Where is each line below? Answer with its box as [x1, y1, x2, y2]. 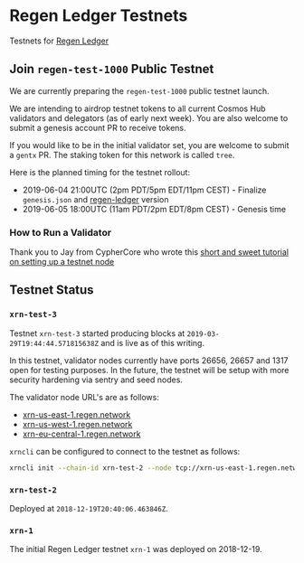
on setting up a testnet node [9, 257, 115, 267]
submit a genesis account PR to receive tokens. [9, 122, 186, 133]
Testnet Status [9, 282, 94, 298]
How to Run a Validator [9, 226, 111, 239]
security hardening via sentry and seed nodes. [9, 374, 184, 385]
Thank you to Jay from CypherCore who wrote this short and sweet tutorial [9, 247, 290, 258]
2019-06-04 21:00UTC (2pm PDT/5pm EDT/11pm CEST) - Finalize [22, 184, 267, 195]
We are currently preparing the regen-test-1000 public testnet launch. [9, 85, 270, 96]
